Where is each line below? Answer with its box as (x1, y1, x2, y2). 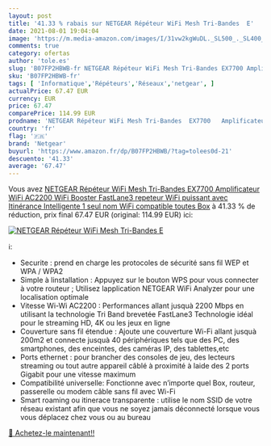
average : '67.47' (8, 162, 67, 170)
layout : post (8, 11, 52, 20)
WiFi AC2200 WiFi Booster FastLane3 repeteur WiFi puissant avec (8, 193, 228, 203)
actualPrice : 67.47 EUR (8, 86, 89, 95)
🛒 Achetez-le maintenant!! (8, 428, 95, 438)
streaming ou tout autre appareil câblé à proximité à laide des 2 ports (19, 361, 250, 371)
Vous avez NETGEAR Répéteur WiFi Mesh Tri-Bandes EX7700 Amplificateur (8, 184, 261, 194)
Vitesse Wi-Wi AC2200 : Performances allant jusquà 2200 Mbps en (19, 301, 244, 311)
